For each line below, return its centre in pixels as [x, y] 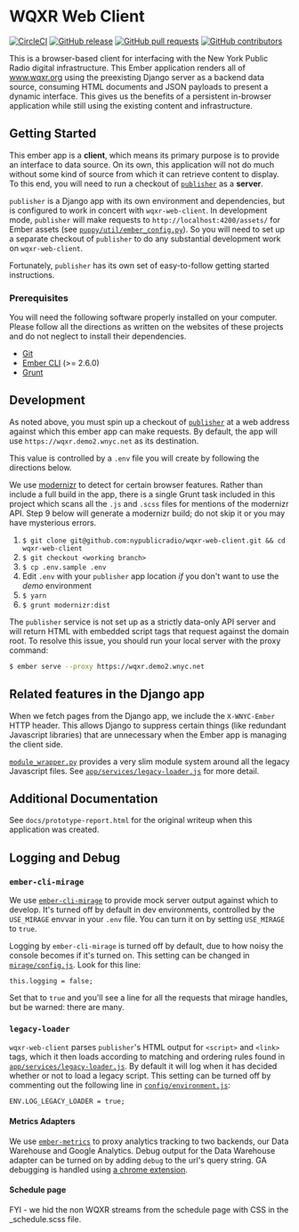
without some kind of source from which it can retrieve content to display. [145, 174]
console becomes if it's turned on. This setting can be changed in [129, 956]
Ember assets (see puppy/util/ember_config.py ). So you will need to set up [147, 229]
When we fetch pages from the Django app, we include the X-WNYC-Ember [142, 715]
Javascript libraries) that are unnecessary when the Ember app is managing [148, 734]
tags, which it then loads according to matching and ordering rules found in [147, 1057]
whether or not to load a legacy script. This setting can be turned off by [140, 1076]
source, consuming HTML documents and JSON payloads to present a [139, 86]
